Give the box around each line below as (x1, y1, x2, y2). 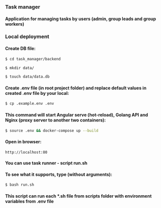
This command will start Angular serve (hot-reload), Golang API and (5, 112, 148, 118)
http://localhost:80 (5, 150, 48, 155)
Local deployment (5, 33, 50, 40)
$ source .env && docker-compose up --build (5, 128, 99, 133)
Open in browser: (5, 139, 42, 145)
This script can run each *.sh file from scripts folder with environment (5, 193, 152, 199)
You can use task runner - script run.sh (5, 160, 88, 166)
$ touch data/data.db (5, 74, 50, 80)
